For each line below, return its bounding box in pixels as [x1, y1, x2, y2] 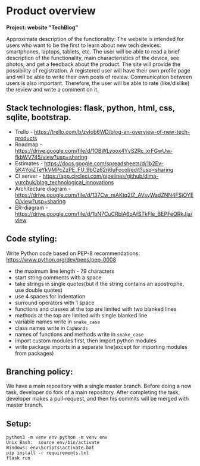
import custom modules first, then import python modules [14, 337, 157, 344]
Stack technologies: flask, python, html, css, [6, 103, 176, 114]
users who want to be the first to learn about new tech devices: [6, 42, 162, 49]
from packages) [14, 349, 54, 357]
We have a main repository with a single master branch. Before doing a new [6, 382, 192, 390]
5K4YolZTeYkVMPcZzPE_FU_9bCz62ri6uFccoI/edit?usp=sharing [14, 166, 174, 173]
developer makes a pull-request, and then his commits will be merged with [6, 395, 189, 402]
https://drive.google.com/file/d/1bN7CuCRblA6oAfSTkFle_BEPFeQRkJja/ [14, 210, 193, 218]
